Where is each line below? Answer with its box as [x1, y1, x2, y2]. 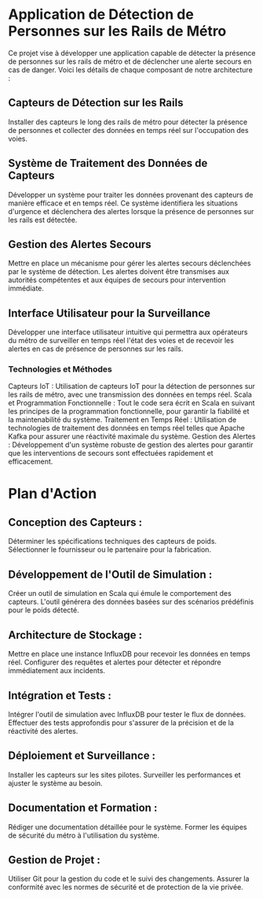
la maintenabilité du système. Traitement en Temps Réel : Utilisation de [8, 415, 237, 424]
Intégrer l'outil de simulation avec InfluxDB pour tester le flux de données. [8, 709, 246, 719]
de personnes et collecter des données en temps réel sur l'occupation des [8, 125, 249, 135]
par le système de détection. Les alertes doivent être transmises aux [8, 267, 230, 276]
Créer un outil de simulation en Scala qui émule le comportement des [8, 589, 232, 598]
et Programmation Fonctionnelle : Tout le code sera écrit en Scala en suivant [8, 398, 255, 408]
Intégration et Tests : [8, 689, 112, 702]
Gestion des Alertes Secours [8, 238, 152, 251]
